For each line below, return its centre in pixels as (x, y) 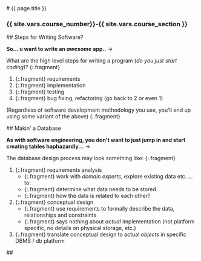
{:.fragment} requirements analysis (58, 170)
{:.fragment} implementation (50, 86)
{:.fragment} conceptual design (54, 202)
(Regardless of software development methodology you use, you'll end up (99, 110)
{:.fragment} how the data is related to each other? (87, 196)
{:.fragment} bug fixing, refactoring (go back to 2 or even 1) (89, 98)
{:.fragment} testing (40, 92)
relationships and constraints (60, 215)
